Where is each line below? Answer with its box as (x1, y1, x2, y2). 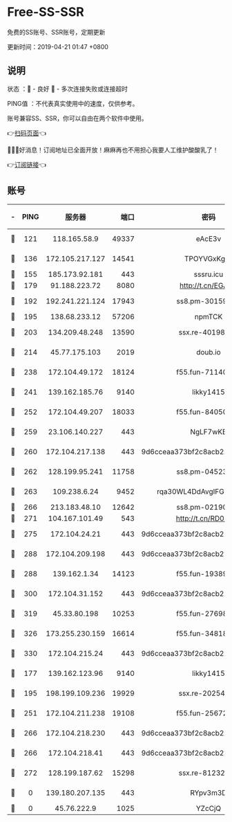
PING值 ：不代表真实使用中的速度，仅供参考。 (7, 99, 139, 107)
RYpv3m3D (189, 787, 227, 797)
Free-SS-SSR (7, 4, 84, 20)
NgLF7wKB (189, 427, 227, 436)
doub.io (196, 347, 221, 357)
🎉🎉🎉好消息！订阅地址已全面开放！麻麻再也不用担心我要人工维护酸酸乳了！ (7, 145, 219, 154)
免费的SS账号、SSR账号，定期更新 (7, 28, 106, 36)
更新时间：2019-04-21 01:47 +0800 (7, 42, 109, 51)
